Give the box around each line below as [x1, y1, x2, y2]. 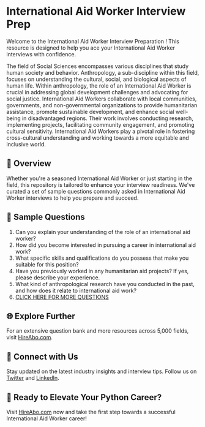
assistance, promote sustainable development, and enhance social [6, 108, 174, 115]
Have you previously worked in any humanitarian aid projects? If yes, [15, 267, 189, 274]
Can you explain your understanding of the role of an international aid [15, 228, 191, 235]
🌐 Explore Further [6, 311, 75, 321]
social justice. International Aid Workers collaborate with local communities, [6, 95, 197, 102]
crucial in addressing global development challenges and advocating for [6, 88, 188, 96]
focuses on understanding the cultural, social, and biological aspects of [6, 75, 187, 83]
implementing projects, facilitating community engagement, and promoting [6, 121, 195, 128]
